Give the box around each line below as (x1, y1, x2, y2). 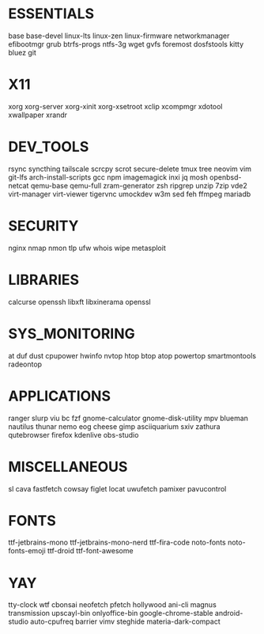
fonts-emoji (8, 546, 46, 556)
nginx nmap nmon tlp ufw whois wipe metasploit (8, 243, 166, 252)
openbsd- (209, 172, 242, 182)
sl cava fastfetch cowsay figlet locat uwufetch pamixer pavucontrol (8, 484, 227, 493)
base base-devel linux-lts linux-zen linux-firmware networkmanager (8, 31, 230, 40)
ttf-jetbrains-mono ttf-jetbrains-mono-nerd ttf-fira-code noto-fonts (8, 537, 227, 547)
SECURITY (8, 217, 79, 234)
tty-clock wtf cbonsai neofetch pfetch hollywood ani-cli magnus (8, 600, 217, 609)
